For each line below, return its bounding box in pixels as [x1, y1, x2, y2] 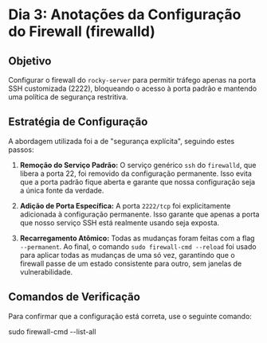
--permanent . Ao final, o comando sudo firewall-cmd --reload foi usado [19, 241, 257, 251]
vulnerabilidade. [19, 267, 73, 276]
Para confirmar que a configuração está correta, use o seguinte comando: [8, 311, 253, 321]
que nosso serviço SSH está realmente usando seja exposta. [19, 217, 220, 228]
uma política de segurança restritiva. [8, 92, 129, 101]
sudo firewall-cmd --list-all [8, 326, 96, 336]
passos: [8, 145, 34, 154]
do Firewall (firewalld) [8, 22, 155, 41]
